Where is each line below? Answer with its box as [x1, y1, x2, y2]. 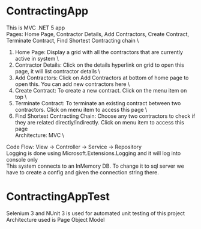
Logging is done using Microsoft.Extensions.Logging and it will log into [6, 149, 181, 157]
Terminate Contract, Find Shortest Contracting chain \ [6, 37, 139, 44]
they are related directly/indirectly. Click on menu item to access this [14, 118, 184, 126]
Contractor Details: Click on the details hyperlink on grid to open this [14, 61, 184, 69]
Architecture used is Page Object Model [6, 216, 105, 223]
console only [6, 156, 38, 163]
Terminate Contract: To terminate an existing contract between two [14, 99, 181, 106]
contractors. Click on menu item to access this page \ [14, 106, 148, 113]
